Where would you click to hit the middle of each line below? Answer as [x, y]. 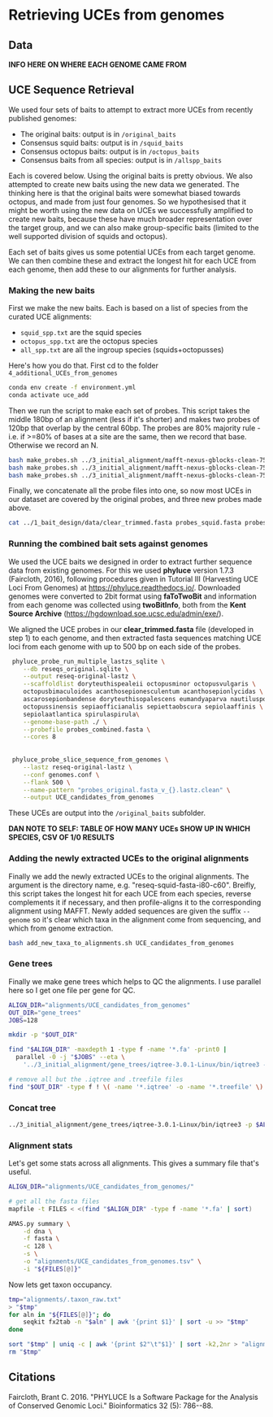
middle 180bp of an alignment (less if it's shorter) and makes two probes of [134, 419]
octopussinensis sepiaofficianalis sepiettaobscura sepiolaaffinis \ [143, 706]
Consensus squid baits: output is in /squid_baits [102, 142]
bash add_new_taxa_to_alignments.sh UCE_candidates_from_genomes [121, 943]
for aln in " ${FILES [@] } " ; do [60, 1315]
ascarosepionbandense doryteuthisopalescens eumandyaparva [125, 700]
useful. [20, 1172]
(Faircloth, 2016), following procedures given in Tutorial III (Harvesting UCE [133, 578]
